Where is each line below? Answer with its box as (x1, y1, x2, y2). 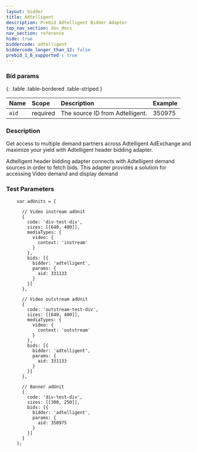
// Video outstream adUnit (21, 296, 88, 302)
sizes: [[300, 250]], (27, 399, 81, 405)
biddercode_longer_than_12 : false (6, 47, 91, 53)
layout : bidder (6, 8, 44, 15)
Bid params (6, 72, 39, 80)
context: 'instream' (37, 240, 88, 245)
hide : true (6, 36, 33, 42)
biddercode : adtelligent (6, 42, 67, 48)
